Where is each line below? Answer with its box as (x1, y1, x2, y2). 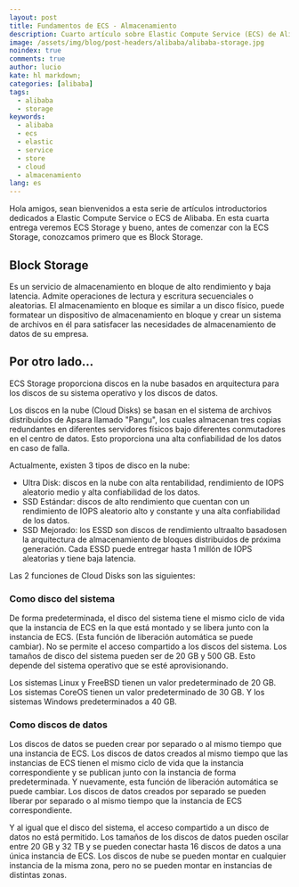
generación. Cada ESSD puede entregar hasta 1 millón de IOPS (21, 543, 253, 554)
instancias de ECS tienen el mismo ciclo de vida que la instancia (9, 758, 245, 768)
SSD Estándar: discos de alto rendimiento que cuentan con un (21, 496, 250, 506)
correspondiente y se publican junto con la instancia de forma (9, 768, 237, 778)
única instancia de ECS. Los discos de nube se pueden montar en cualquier (9, 850, 287, 861)
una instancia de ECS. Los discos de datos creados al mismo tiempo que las (9, 748, 288, 759)
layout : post (9, 12, 58, 22)
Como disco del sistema (9, 592, 116, 604)
